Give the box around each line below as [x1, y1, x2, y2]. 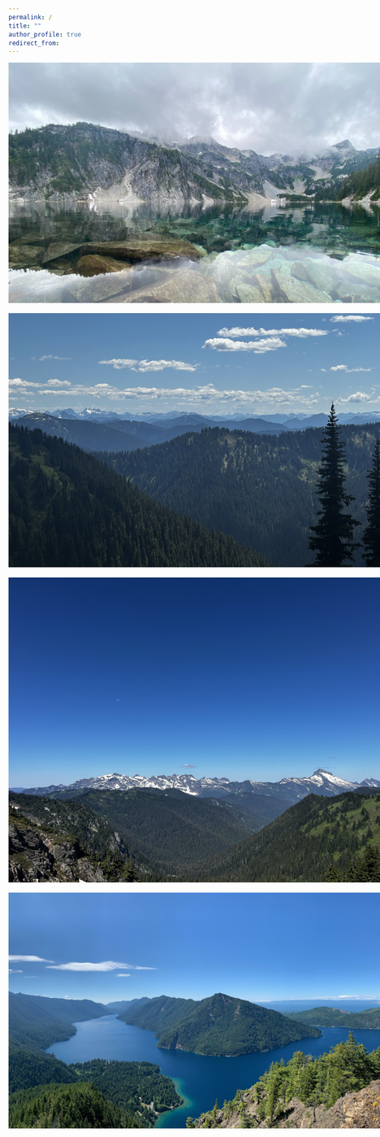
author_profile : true [8, 30, 82, 38]
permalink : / [8, 13, 53, 21]
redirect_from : [8, 39, 60, 47]
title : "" [8, 21, 42, 30]
